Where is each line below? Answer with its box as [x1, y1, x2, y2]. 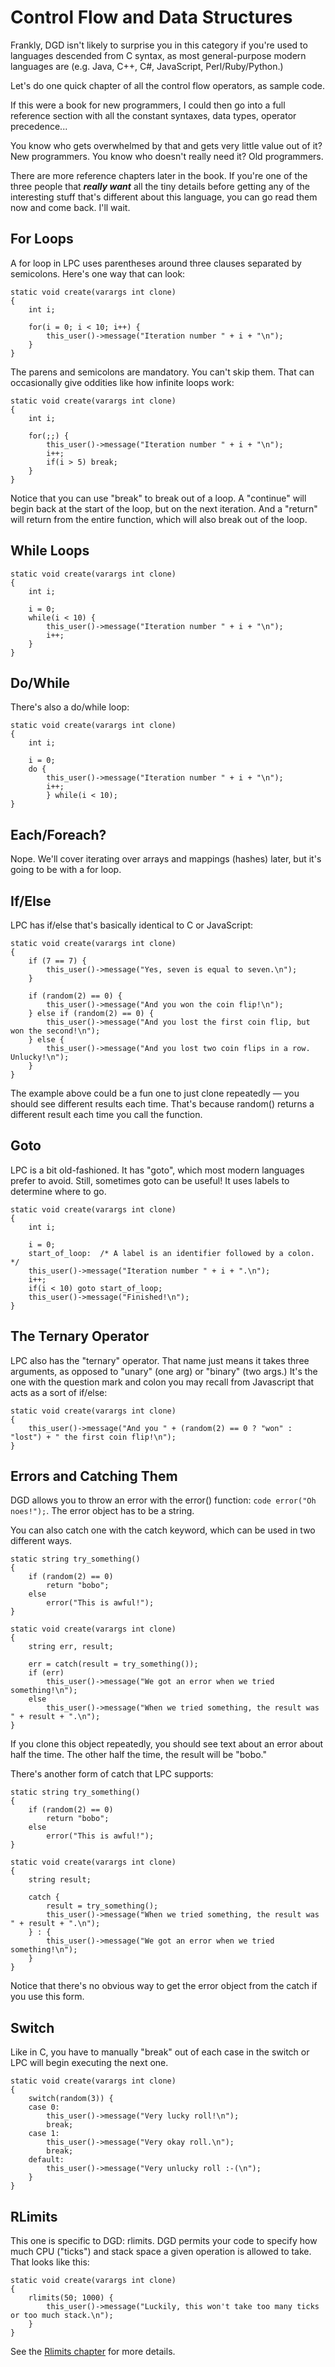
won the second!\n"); [10, 1026, 101, 1036]
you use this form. [10, 1991, 85, 2003]
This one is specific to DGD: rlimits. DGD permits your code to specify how [10, 2235, 318, 2247]
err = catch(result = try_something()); [28, 1659, 199, 1670]
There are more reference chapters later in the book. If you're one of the [10, 169, 308, 181]
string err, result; [28, 1642, 114, 1652]
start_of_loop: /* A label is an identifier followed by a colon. [28, 1248, 315, 1258]
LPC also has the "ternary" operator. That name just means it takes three [10, 1354, 310, 1366]
